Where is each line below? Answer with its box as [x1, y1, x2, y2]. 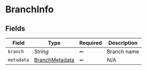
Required [79, 40, 102, 46]
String [34, 48, 49, 55]
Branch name [107, 48, 139, 55]
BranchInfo [5, 4, 54, 15]
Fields [5, 24, 26, 33]
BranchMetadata [34, 57, 75, 63]
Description [108, 40, 138, 46]
